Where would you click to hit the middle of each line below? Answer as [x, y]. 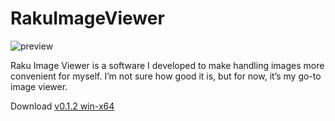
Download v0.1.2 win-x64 [62, 106]
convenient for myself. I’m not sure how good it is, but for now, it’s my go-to [166, 76]
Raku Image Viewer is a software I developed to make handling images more [167, 65]
